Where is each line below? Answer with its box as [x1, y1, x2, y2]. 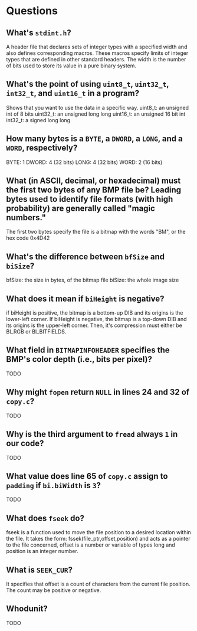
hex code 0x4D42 [6, 234, 50, 241]
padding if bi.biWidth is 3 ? [6, 480, 101, 491]
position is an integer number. [6, 548, 78, 555]
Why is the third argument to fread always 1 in [6, 429, 178, 439]
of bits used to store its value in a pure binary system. [6, 62, 137, 69]
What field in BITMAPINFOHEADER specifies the [6, 345, 170, 355]
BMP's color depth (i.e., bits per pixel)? [6, 354, 152, 364]
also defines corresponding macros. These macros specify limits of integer [6, 50, 189, 57]
